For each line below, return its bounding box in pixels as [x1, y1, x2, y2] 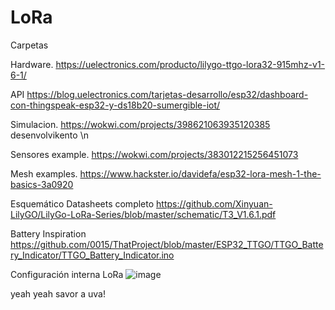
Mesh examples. [10, 167, 78, 180]
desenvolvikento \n [10, 129, 89, 141]
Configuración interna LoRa [10, 268, 124, 280]
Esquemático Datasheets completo [10, 197, 155, 210]
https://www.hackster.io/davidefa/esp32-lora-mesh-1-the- [79, 167, 322, 180]
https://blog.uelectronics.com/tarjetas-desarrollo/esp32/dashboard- [26, 88, 309, 100]
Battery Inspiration [10, 227, 87, 240]
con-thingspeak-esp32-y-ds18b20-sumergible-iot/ [10, 99, 221, 111]
